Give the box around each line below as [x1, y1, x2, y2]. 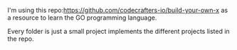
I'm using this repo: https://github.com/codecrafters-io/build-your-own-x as [7, 6, 228, 14]
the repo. [7, 35, 34, 43]
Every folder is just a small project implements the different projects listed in [7, 27, 230, 35]
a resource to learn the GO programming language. [7, 13, 157, 22]
